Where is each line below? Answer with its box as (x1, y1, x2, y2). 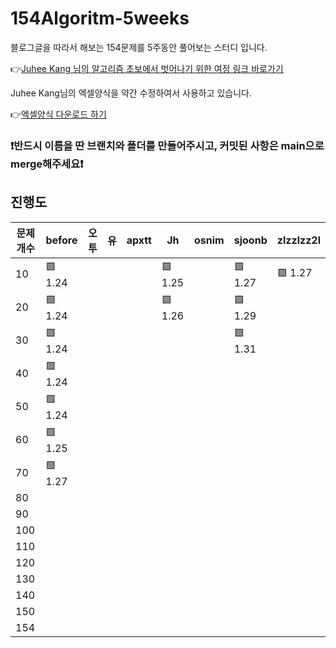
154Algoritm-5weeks (10, 7, 190, 30)
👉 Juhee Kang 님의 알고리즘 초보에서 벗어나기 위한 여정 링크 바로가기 (10, 62, 284, 74)
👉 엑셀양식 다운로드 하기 (10, 108, 107, 120)
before (45, 233, 78, 247)
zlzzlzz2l (276, 233, 321, 247)
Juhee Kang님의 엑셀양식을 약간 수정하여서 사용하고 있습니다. (10, 87, 253, 99)
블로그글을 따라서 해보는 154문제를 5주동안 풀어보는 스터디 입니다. (10, 41, 268, 53)
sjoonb (233, 233, 268, 247)
